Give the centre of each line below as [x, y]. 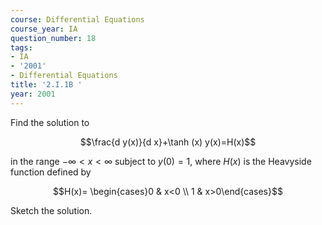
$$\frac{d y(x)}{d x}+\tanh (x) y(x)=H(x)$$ [168, 142]
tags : [21, 47]
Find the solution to [50, 122]
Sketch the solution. [51, 210]
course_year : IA [44, 29]
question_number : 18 [53, 38]
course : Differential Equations [77, 19]
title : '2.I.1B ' [46, 85]
